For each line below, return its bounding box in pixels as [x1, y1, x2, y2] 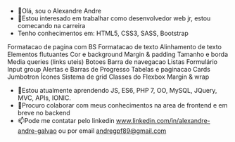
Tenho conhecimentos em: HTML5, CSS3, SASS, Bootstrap [17, 29, 189, 37]
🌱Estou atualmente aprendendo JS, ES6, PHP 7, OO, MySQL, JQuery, [17, 86, 217, 94]
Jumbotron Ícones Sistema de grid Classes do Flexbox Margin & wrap [7, 72, 210, 81]
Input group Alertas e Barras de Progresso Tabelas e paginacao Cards [7, 65, 211, 73]
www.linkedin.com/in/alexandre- [115, 117, 210, 124]
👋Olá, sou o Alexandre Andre [17, 7, 102, 15]
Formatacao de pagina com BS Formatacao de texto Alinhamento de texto [7, 43, 222, 51]
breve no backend [17, 109, 70, 117]
